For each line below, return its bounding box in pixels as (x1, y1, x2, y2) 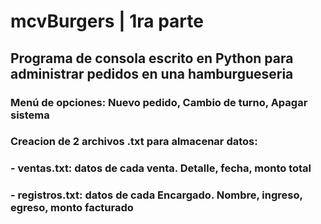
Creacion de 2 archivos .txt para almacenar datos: (10, 135, 258, 149)
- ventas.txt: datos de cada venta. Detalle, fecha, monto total (10, 161, 312, 175)
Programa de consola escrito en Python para (10, 50, 294, 67)
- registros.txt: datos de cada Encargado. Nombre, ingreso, (10, 188, 303, 202)
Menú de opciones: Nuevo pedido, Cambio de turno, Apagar (10, 95, 308, 109)
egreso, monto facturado (10, 201, 134, 215)
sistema (10, 108, 50, 122)
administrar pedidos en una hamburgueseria (10, 65, 294, 82)
